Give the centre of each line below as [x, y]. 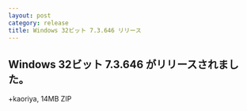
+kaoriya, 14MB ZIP [40, 99]
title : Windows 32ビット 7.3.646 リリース [75, 30]
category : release [38, 23]
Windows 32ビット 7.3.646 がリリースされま [118, 64]
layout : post [30, 15]
